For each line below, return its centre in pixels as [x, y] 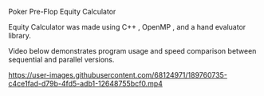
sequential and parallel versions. [61, 60]
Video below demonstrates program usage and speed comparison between [132, 51]
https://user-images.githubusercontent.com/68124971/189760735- [118, 75]
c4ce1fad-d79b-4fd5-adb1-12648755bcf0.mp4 [86, 84]
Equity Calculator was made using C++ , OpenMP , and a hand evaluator [127, 27]
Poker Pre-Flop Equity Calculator [62, 12]
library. [20, 36]
